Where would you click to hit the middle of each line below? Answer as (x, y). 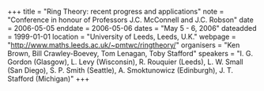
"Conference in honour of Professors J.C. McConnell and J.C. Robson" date (130, 20)
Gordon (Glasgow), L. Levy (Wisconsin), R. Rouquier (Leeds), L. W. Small (125, 62)
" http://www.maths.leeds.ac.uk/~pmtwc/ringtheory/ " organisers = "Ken (124, 45)
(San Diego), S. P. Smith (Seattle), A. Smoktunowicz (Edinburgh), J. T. (121, 70)
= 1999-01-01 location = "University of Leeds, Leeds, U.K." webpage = (122, 36)
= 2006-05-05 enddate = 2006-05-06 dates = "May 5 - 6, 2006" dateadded (132, 28)
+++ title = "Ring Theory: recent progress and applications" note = (116, 11)
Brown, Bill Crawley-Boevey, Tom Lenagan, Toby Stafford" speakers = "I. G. (130, 53)
